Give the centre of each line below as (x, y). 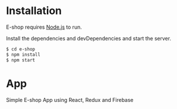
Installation (34, 11)
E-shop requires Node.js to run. (44, 27)
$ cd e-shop (21, 49)
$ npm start (21, 60)
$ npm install (23, 54)
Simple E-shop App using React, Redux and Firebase (70, 100)
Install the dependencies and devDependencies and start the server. (89, 38)
